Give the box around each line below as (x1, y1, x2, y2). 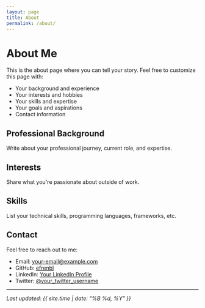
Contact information (15, 111, 66, 118)
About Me (6, 46, 57, 60)
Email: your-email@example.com (15, 257, 98, 265)
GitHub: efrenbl (15, 264, 54, 271)
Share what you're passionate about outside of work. (6, 178, 140, 186)
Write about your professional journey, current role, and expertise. (6, 144, 173, 152)
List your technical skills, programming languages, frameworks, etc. (6, 212, 177, 219)
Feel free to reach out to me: (6, 246, 78, 253)
